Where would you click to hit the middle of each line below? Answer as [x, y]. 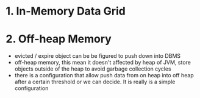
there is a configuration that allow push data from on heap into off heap [104, 75]
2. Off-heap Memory [59, 39]
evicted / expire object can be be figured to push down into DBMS [98, 56]
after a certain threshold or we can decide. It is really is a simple [95, 82]
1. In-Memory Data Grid [66, 11]
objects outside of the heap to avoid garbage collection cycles [93, 69]
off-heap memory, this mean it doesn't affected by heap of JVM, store [103, 63]
